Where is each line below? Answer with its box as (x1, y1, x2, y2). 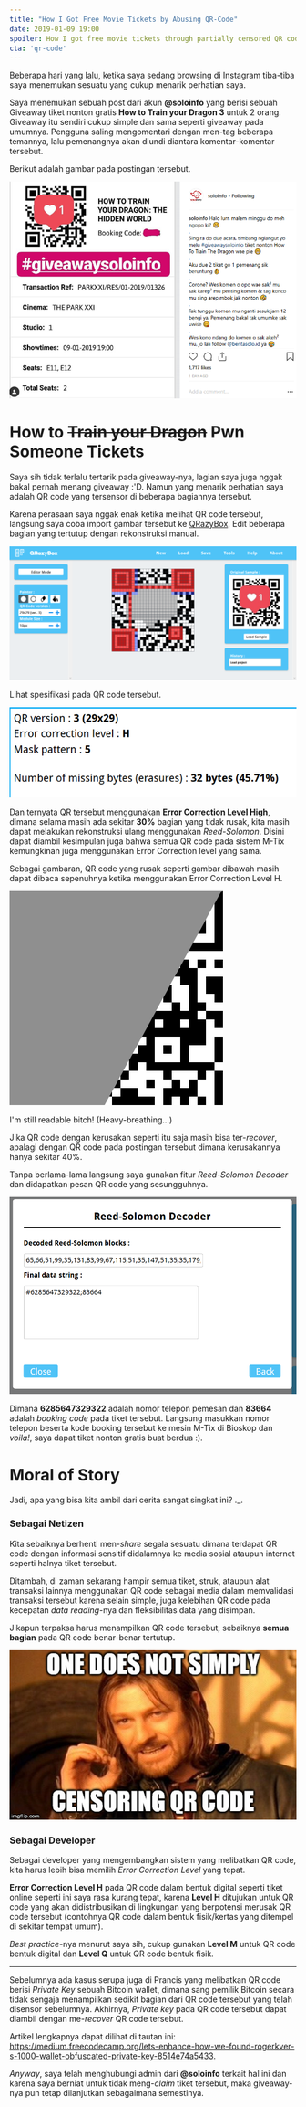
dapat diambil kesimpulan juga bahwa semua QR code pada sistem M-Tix (9, 836, 285, 847)
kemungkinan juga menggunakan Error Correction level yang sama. (9, 846, 262, 857)
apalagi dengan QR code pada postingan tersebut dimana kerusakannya (9, 1142, 280, 1153)
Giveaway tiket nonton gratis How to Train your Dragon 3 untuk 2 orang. (9, 107, 282, 118)
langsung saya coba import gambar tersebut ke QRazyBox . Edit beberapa (9, 518, 285, 529)
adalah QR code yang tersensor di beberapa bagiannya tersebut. (9, 490, 252, 501)
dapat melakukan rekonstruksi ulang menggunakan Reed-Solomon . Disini (9, 827, 285, 838)
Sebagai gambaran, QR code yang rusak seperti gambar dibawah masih (9, 863, 280, 874)
